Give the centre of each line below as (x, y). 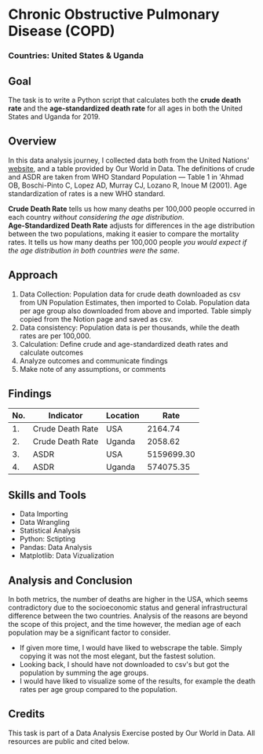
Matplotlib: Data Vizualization (67, 555)
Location (122, 416)
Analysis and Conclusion (71, 580)
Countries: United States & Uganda (76, 56)
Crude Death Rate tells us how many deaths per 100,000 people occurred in (131, 209)
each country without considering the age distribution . (96, 217)
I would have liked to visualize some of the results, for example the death (137, 681)
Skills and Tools (47, 495)
